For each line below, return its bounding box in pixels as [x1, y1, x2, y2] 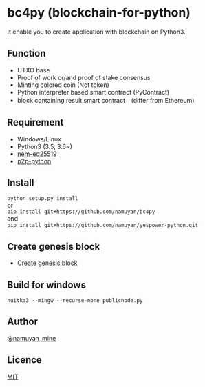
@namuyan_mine [7, 334, 56, 342]
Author [7, 316, 38, 328]
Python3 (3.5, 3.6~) [17, 142, 73, 150]
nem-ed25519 [17, 150, 57, 158]
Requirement [7, 117, 64, 128]
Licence [7, 354, 43, 366]
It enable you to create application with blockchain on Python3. [7, 28, 186, 36]
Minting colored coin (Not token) [17, 81, 110, 89]
